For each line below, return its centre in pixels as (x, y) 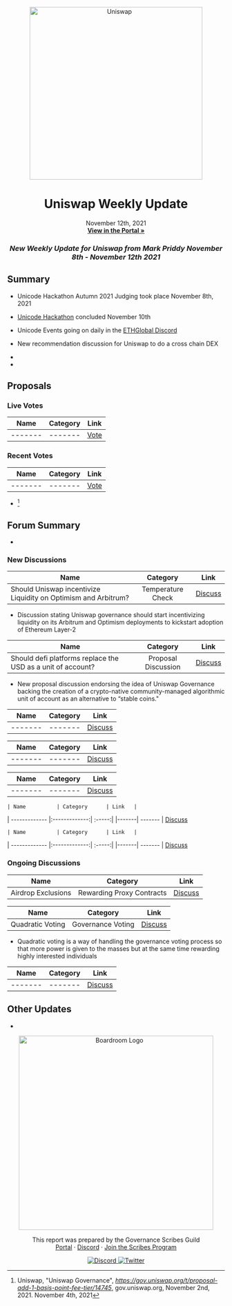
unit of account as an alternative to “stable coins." (88, 699)
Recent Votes (30, 456)
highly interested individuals (57, 956)
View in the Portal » (116, 230)
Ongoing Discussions (44, 863)
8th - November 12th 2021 (116, 257)
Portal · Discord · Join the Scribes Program (116, 1247)
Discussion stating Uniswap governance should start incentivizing (111, 615)
